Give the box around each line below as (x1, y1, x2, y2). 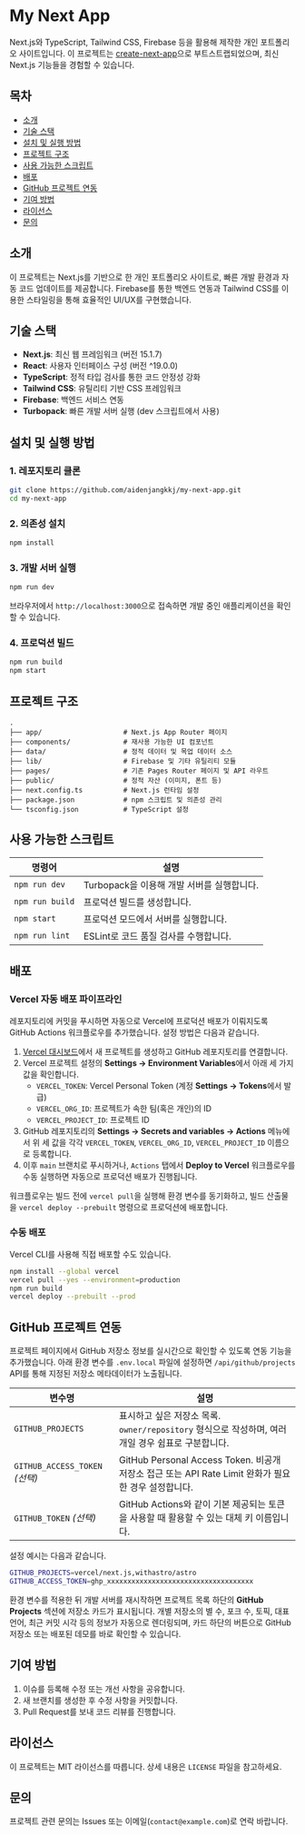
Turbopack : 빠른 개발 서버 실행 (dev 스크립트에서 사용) (22, 406, 220, 417)
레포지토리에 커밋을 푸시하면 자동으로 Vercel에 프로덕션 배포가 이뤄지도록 (9, 1015, 269, 1026)
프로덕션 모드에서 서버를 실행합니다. (83, 913, 228, 925)
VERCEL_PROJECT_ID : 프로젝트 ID (35, 1114, 150, 1125)
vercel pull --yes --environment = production (9, 1275, 181, 1285)
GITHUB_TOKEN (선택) (14, 1512, 97, 1524)
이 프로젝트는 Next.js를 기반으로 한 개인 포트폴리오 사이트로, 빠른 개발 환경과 (9, 271, 280, 282)
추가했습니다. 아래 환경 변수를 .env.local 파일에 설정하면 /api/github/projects (9, 1357, 296, 1367)
